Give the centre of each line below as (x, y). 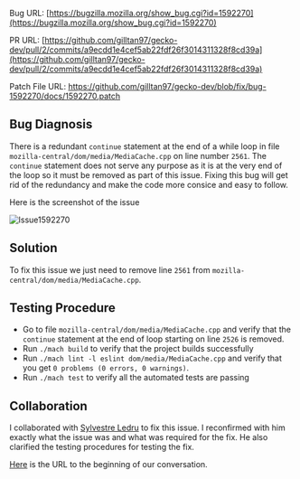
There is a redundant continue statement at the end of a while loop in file (145, 146)
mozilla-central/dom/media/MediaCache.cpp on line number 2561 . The (138, 155)
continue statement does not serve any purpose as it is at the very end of (146, 165)
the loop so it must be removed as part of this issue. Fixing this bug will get (149, 174)
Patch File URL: (37, 86)
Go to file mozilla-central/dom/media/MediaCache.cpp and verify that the (157, 330)
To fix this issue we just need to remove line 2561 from (110, 269)
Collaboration (48, 406)
